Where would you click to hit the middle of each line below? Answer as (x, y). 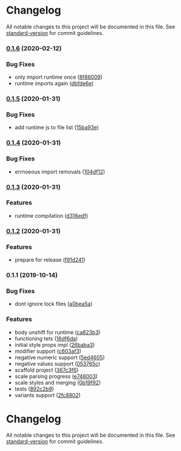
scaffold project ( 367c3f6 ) (47, 370)
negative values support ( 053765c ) (57, 363)
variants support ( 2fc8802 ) (47, 395)
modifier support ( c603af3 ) (48, 351)
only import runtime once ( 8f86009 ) (59, 77)
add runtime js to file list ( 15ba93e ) (57, 127)
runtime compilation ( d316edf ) (51, 215)
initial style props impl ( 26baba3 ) (55, 344)
